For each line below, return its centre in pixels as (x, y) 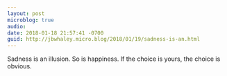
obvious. (20, 66)
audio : (17, 26)
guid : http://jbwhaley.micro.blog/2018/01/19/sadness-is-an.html (103, 39)
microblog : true (31, 20)
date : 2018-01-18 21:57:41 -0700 (56, 33)
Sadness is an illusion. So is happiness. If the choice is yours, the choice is (114, 59)
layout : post (26, 13)
